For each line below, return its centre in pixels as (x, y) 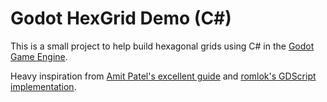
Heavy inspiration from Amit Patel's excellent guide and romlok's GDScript (163, 76)
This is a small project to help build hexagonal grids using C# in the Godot (162, 46)
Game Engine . (39, 56)
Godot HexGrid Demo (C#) (121, 18)
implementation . (43, 86)
